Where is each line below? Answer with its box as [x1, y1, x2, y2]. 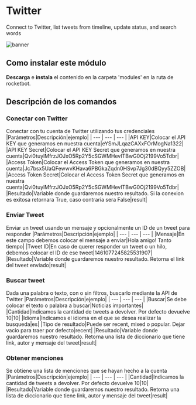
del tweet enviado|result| [6, 261, 66, 268]
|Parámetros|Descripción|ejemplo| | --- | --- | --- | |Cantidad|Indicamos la [6, 373, 184, 380]
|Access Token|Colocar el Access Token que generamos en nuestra [6, 159, 170, 166]
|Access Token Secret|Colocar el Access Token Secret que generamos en [6, 171, 185, 178]
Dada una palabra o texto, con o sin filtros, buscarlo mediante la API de [6, 290, 177, 297]
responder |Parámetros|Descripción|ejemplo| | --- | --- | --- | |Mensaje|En [6, 230, 185, 237]
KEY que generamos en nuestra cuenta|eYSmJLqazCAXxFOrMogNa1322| [6, 140, 184, 147]
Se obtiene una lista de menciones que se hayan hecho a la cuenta [6, 367, 167, 375]
